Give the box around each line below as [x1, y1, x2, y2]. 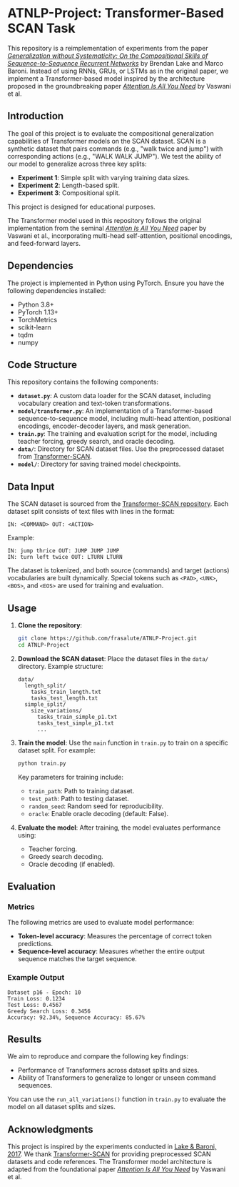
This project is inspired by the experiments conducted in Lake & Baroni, [7, 1142, 217, 1151]
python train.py [17, 760, 66, 767]
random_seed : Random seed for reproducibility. [28, 802, 164, 810]
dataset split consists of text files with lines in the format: [7, 507, 175, 516]
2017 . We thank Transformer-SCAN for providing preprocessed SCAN [7, 1150, 212, 1158]
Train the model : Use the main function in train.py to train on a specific [17, 738, 228, 747]
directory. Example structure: [17, 662, 103, 670]
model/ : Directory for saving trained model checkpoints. [17, 460, 181, 469]
